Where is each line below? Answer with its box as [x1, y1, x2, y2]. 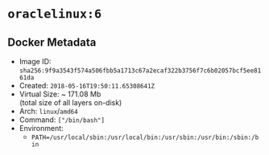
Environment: [19, 124, 64, 133]
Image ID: [19, 57, 52, 66]
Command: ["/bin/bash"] [19, 115, 106, 124]
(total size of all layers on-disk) [19, 98, 122, 107]
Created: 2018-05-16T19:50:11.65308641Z [19, 81, 155, 90]
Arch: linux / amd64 [19, 107, 78, 116]
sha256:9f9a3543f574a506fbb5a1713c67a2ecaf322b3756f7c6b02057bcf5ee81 [19, 67, 262, 75]
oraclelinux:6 [7, 6, 102, 22]
